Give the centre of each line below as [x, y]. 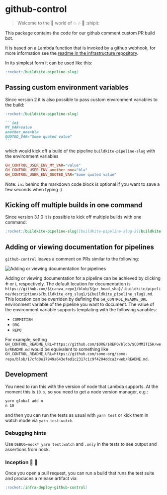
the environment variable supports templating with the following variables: [81, 309]
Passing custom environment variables [67, 87]
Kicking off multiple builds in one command [74, 205]
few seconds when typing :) [34, 189]
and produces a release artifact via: [42, 479]
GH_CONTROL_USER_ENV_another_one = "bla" [46, 170]
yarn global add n [24, 401]
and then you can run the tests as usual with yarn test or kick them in [77, 415]
